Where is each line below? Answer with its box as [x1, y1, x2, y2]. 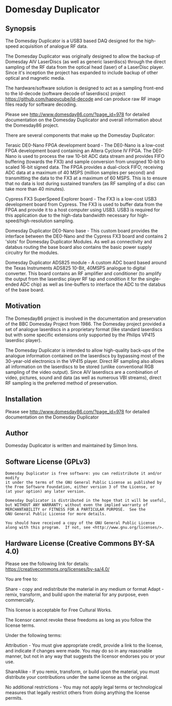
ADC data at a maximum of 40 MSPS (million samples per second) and [5, 170, 155, 175]
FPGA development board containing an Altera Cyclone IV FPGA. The [5, 148, 152, 154]
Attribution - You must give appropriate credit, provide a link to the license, [5, 642, 163, 648]
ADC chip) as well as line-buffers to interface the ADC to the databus [20, 281, 166, 287]
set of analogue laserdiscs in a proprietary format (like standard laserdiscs [5, 326, 163, 332]
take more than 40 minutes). [5, 186, 65, 192]
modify [5, 476, 20, 481]
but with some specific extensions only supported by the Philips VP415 [5, 332, 156, 338]
